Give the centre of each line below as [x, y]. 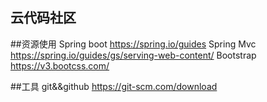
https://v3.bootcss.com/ [60, 65]
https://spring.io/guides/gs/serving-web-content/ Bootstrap [133, 55]
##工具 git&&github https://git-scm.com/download [114, 86]
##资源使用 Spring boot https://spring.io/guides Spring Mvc [133, 44]
